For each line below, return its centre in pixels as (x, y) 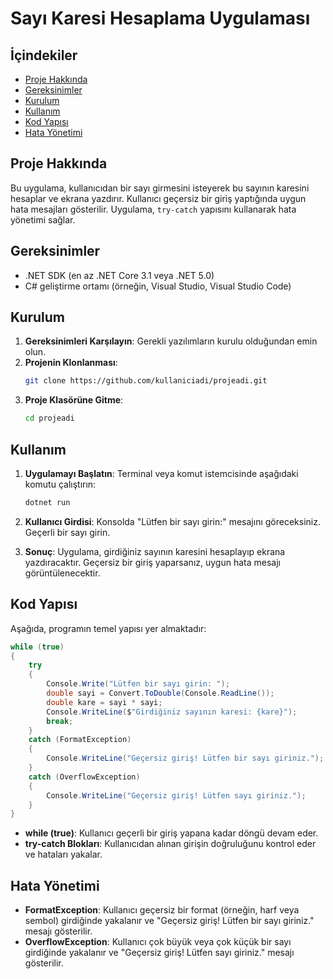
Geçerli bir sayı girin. (67, 532)
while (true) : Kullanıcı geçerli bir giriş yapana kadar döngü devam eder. (171, 833)
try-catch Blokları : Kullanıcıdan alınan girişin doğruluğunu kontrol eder (170, 844)
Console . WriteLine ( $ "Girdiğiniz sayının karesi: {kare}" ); (172, 712)
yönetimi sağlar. (43, 219)
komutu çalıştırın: (60, 484)
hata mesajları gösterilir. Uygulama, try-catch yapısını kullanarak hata (153, 209)
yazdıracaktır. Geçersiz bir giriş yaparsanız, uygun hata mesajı (152, 562)
